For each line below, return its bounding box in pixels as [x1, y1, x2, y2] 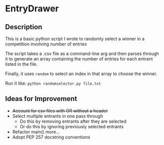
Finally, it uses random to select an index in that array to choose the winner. [5, 71, 158, 77]
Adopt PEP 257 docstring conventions [12, 134, 90, 140]
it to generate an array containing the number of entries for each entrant [5, 56, 153, 62]
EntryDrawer [5, 3, 59, 14]
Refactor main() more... [12, 129, 60, 135]
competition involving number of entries [5, 41, 87, 47]
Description [5, 23, 42, 31]
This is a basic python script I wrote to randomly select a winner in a [5, 36, 145, 42]
